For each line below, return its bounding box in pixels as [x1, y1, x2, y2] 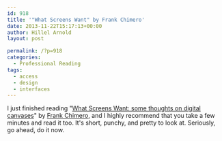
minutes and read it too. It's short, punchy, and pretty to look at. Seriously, [7, 119, 216, 127]
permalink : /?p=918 [7, 48, 63, 54]
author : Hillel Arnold [7, 29, 72, 36]
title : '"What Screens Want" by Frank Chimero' [7, 16, 145, 23]
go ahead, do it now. [7, 126, 65, 134]
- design [13, 79, 38, 86]
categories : [7, 54, 41, 61]
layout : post [7, 35, 44, 42]
